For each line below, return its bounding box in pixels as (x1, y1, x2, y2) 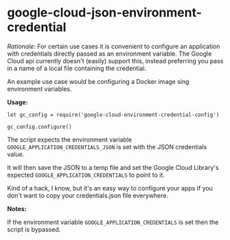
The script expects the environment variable (7, 135, 133, 144)
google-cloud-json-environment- (7, 5, 203, 21)
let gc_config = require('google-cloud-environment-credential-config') (7, 111, 220, 118)
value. (7, 150, 25, 158)
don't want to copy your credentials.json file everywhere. (7, 191, 169, 199)
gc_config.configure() (7, 123, 72, 130)
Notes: (7, 204, 27, 212)
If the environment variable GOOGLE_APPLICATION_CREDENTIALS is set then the (7, 218, 219, 226)
